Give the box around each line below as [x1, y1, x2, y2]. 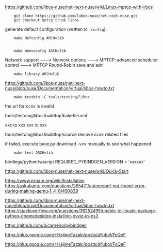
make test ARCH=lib [14, 150, 53, 155]
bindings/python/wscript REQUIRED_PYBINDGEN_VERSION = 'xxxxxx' [5, 159, 145, 164]
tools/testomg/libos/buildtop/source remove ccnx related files [5, 131, 129, 137]
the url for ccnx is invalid [5, 103, 54, 109]
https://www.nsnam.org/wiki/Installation [5, 178, 85, 183]
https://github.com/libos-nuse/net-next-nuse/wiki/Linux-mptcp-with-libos [5, 4, 153, 10]
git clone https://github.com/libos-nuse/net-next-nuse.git [14, 14, 138, 18]
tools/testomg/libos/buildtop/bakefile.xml [5, 113, 87, 118]
